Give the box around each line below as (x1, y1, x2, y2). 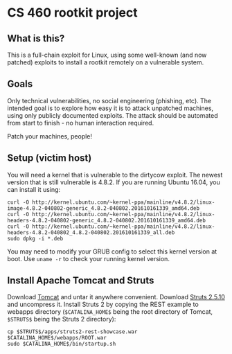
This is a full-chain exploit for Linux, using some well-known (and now (7, 51, 207, 59)
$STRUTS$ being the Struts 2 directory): (7, 315, 116, 324)
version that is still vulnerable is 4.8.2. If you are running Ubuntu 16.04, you (7, 178, 220, 186)
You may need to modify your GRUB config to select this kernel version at (7, 247, 217, 256)
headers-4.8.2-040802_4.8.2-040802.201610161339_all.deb (7, 229, 175, 236)
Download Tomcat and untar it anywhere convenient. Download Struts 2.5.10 (7, 293, 225, 301)
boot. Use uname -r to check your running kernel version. (7, 254, 170, 263)
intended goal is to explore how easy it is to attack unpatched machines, (7, 104, 213, 112)
